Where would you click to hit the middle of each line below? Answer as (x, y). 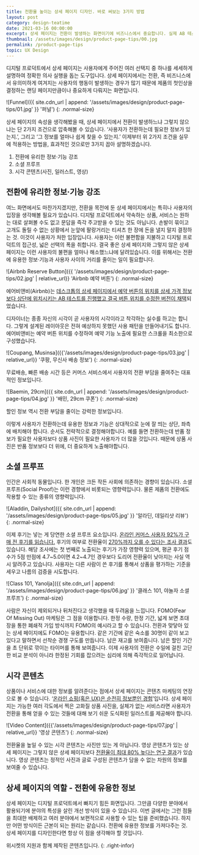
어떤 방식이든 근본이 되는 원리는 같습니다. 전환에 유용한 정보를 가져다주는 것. (100, 825)
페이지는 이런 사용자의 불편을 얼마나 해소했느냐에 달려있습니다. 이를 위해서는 (94, 252)
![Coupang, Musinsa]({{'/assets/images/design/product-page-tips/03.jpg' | (98, 352)
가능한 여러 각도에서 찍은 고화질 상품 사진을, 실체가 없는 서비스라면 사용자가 (104, 706)
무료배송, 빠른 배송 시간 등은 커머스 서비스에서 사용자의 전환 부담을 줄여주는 (93, 372)
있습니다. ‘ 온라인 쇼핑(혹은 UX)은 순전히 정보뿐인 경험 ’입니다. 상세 (105, 699)
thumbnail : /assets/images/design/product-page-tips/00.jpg (82, 39)
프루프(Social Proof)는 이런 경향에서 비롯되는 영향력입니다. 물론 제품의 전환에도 (98, 489)
